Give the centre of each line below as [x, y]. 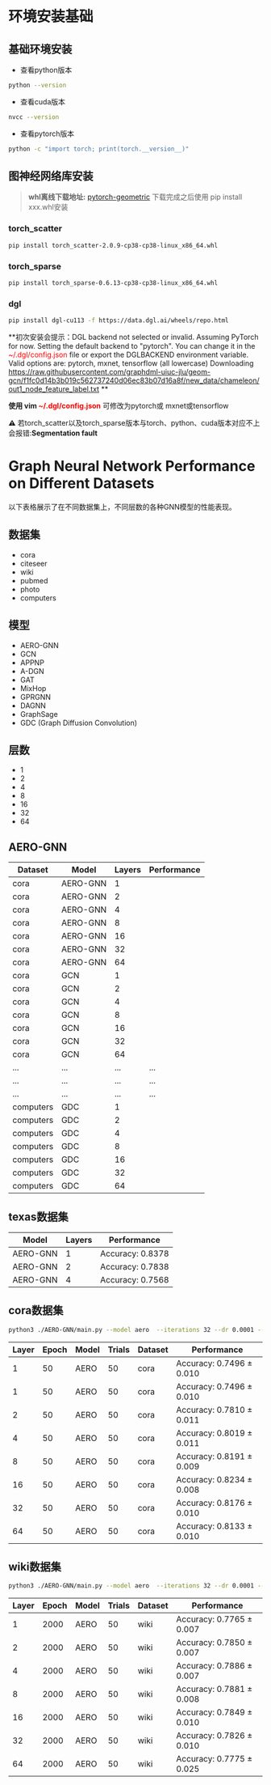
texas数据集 [38, 1217]
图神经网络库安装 [51, 176]
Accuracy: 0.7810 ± [214, 1410]
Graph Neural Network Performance [132, 466]
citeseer [33, 563]
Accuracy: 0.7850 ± [214, 1643]
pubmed [34, 580]
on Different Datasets [81, 483]
